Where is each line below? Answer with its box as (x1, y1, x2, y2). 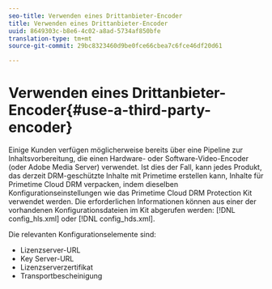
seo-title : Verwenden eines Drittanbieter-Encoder (8, 11, 183, 20)
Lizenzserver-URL (19, 245, 81, 255)
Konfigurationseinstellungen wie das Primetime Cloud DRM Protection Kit (8, 188, 253, 198)
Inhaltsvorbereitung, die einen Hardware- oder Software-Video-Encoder (8, 154, 249, 164)
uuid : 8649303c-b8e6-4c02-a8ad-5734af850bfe (8, 27, 161, 35)
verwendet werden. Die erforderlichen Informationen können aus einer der (8, 197, 257, 206)
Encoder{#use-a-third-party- (8, 101, 212, 120)
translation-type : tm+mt (8, 34, 92, 43)
